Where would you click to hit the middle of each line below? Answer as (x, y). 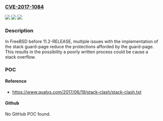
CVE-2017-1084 (24, 7)
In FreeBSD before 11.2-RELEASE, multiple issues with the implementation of (82, 41)
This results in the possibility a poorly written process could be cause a (77, 52)
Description (19, 31)
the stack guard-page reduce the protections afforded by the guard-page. (80, 46)
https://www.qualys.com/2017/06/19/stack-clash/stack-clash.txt (77, 92)
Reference (16, 81)
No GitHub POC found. (28, 114)
